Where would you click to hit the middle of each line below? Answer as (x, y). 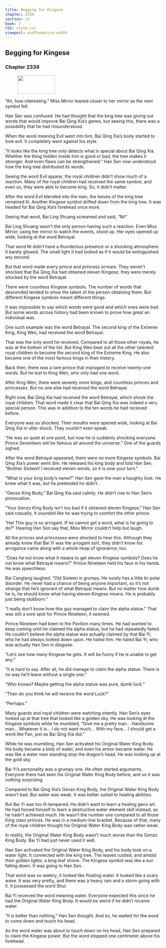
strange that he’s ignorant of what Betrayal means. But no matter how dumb (82, 588)
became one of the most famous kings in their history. (60, 358)
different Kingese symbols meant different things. (56, 297)
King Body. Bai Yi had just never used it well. (50, 840)
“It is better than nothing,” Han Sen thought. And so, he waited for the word (82, 915)
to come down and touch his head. (40, 921)
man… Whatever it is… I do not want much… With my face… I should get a (81, 729)
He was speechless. (26, 568)
